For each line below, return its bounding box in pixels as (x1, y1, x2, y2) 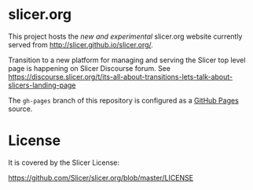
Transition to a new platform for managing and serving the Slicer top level (8, 55, 246, 65)
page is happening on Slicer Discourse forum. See (8, 63, 171, 73)
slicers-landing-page (8, 80, 76, 90)
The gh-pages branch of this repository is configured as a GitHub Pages (8, 95, 240, 105)
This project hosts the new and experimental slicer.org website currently (8, 32, 243, 41)
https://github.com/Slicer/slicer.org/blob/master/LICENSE (8, 173, 194, 182)
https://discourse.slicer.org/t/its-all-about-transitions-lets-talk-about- (8, 72, 233, 81)
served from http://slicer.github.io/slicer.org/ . (8, 39, 153, 49)
